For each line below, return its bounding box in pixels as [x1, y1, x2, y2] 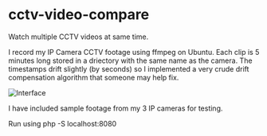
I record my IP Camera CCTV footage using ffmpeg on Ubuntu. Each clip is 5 [8, 47, 260, 56]
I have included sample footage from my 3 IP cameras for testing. [8, 103, 223, 113]
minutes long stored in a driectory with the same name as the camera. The [8, 56, 253, 65]
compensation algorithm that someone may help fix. [8, 72, 179, 82]
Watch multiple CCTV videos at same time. [8, 32, 149, 41]
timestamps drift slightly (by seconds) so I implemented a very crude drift [8, 64, 249, 73]
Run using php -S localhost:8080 [8, 119, 117, 128]
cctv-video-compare [8, 6, 150, 24]
